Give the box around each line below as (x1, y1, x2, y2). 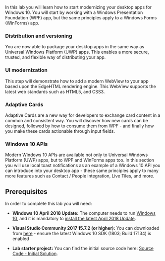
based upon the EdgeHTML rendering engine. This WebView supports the (5, 83, 156, 89)
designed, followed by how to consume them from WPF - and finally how (5, 123, 154, 129)
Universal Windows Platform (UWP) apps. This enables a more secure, (5, 49, 150, 55)
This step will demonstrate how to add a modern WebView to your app (5, 78, 149, 84)
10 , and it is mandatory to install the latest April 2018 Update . (12, 216, 136, 221)
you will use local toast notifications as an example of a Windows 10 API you (5, 163, 161, 169)
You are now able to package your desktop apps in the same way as (5, 44, 145, 50)
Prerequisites (5, 187, 48, 196)
